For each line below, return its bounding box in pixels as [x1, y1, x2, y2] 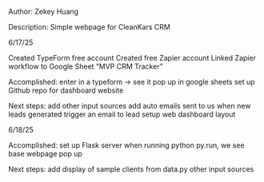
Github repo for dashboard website [8, 85, 124, 95]
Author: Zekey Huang [8, 7, 78, 16]
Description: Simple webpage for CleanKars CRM [8, 22, 170, 31]
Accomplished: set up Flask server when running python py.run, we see [8, 140, 246, 150]
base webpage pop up [8, 149, 82, 158]
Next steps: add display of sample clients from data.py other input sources [8, 164, 254, 174]
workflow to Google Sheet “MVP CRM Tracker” [8, 61, 163, 71]
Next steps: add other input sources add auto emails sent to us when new [8, 101, 251, 110]
